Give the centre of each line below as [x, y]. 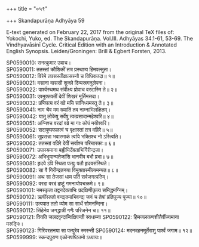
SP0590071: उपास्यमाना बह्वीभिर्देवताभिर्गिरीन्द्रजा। [55, 150]
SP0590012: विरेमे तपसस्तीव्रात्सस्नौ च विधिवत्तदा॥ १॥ [61, 76]
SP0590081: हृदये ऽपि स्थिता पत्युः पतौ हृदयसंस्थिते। [58, 163]
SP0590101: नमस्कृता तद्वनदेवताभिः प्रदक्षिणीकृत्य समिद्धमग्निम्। [67, 190]
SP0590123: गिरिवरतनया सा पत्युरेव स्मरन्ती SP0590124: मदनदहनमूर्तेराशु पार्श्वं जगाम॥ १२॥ [99, 230]
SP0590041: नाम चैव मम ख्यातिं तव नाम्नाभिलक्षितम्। [59, 109]
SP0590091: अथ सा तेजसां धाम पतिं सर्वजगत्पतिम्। [57, 177]
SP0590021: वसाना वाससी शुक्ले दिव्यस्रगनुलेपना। [56, 83]
